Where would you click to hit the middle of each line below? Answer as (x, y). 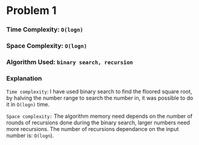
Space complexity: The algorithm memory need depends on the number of (99, 116)
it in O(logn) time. (28, 104)
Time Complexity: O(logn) (45, 30)
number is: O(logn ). (30, 136)
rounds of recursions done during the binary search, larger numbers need (98, 123)
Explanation (24, 78)
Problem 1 (31, 11)
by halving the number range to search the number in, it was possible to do (100, 98)
